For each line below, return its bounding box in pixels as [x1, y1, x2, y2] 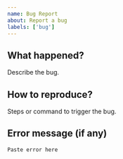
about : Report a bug [7, 17, 68, 24]
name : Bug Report [7, 10, 58, 18]
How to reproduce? [7, 89, 93, 101]
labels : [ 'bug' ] [7, 23, 55, 30]
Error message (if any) [7, 127, 108, 139]
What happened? [7, 49, 84, 61]
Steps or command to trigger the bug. [7, 107, 117, 115]
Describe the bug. [7, 68, 60, 77]
